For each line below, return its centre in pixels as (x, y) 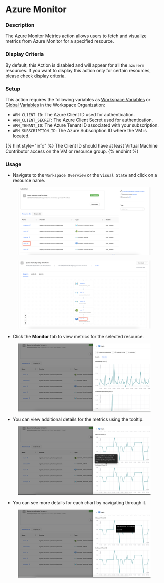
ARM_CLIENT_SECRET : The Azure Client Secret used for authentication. (83, 120)
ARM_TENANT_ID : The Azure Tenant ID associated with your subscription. (86, 125)
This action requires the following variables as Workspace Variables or (78, 100)
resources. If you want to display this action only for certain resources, (78, 70)
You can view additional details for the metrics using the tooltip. (78, 419)
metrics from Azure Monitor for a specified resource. (60, 41)
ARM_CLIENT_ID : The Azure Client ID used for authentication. (74, 115)
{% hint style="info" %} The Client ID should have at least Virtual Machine (81, 146)
